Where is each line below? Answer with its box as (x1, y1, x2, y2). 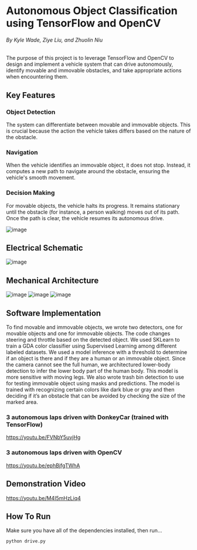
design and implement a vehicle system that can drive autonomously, (6, 60, 174, 68)
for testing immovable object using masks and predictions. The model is (6, 380, 180, 387)
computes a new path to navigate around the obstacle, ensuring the (6, 168, 170, 175)
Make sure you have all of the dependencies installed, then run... (6, 527, 162, 534)
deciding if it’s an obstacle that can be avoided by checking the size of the (6, 392, 186, 400)
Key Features (6, 90, 56, 100)
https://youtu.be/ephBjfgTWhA (6, 462, 80, 469)
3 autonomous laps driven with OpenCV (6, 448, 123, 457)
